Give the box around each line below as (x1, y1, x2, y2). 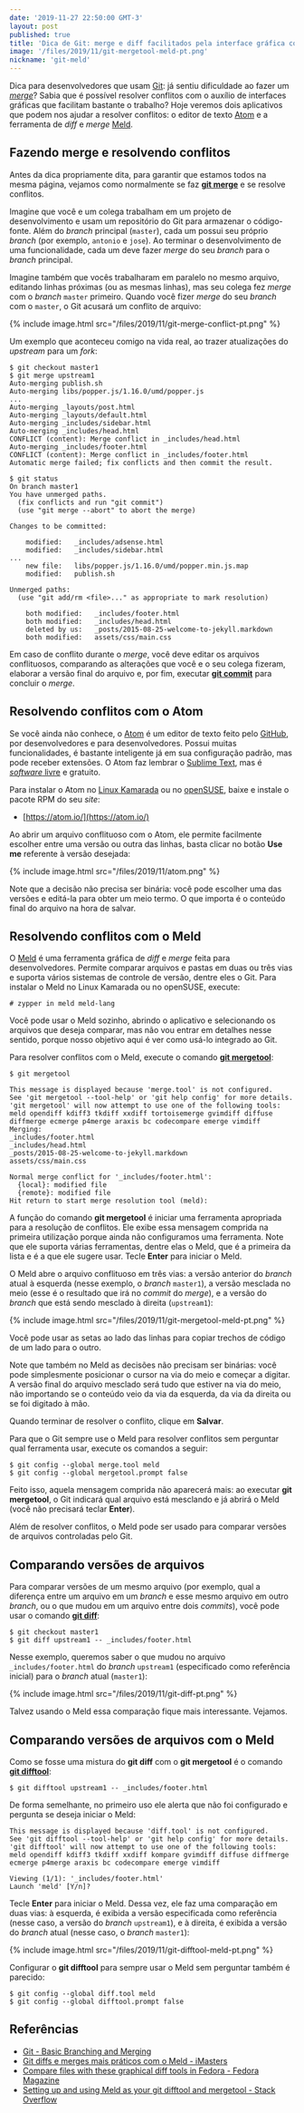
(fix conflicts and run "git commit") (17, 498, 165, 507)
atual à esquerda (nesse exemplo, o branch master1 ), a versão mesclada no (9, 1278, 291, 1289)
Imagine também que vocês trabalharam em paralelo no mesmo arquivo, (9, 271, 280, 282)
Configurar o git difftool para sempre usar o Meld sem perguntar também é (9, 1962, 290, 1973)
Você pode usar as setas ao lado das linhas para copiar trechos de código (9, 1332, 286, 1343)
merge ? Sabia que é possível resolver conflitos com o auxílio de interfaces (9, 90, 287, 101)
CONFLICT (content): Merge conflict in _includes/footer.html (9, 450, 249, 459)
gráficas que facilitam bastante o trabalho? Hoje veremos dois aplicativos (9, 100, 283, 110)
